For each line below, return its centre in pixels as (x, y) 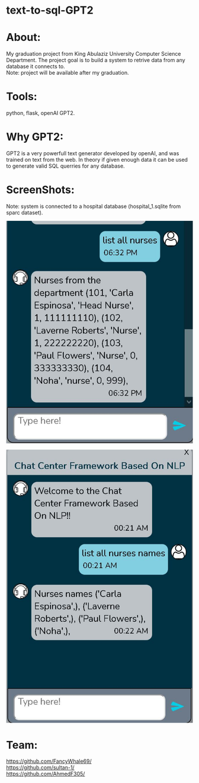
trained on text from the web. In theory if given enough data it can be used (97, 160)
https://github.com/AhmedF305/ (46, 774)
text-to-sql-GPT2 (50, 10)
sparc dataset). (25, 212)
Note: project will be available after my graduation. (68, 73)
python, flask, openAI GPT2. (41, 113)
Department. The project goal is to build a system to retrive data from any (96, 60)
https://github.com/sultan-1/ (41, 768)
